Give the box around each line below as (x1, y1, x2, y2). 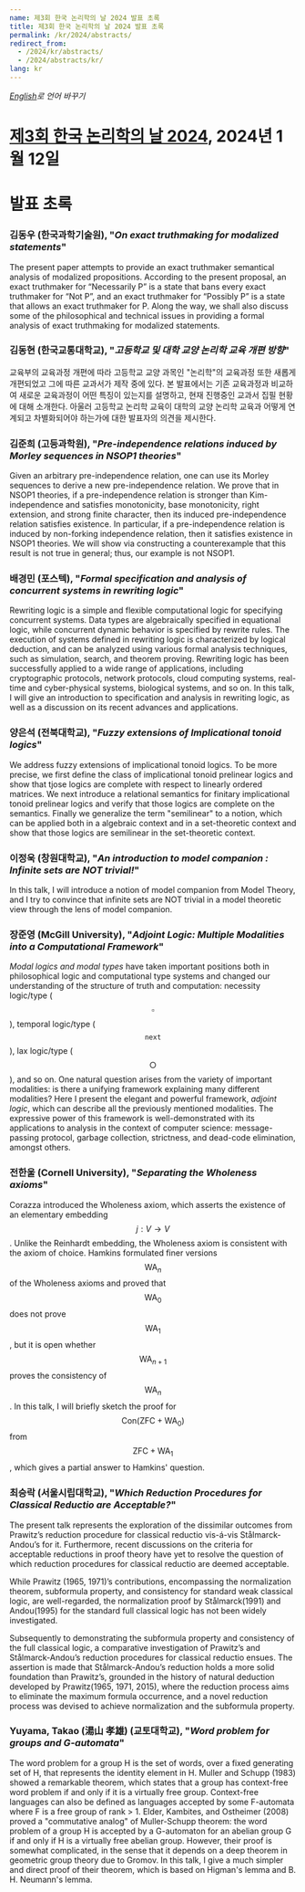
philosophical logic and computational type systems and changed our (9, 971, 271, 982)
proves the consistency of (9, 1370, 107, 1381)
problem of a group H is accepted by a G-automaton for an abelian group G (9, 1825, 292, 1836)
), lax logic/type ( (9, 1046, 74, 1056)
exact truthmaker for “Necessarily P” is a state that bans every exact (9, 280, 267, 292)
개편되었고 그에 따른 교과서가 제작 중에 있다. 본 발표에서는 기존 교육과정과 (9, 378, 269, 389)
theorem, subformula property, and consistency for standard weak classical (9, 1585, 293, 1596)
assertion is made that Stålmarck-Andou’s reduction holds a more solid (9, 1661, 275, 1672)
